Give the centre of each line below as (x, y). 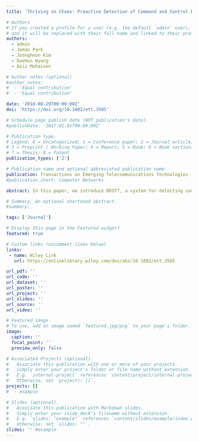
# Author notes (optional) (39, 77)
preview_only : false (37, 348)
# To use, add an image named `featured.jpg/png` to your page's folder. (99, 326)
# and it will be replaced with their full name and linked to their (93, 33)
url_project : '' (26, 293)
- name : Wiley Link (33, 255)
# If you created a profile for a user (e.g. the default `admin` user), (99, 28)
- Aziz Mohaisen (31, 66)
